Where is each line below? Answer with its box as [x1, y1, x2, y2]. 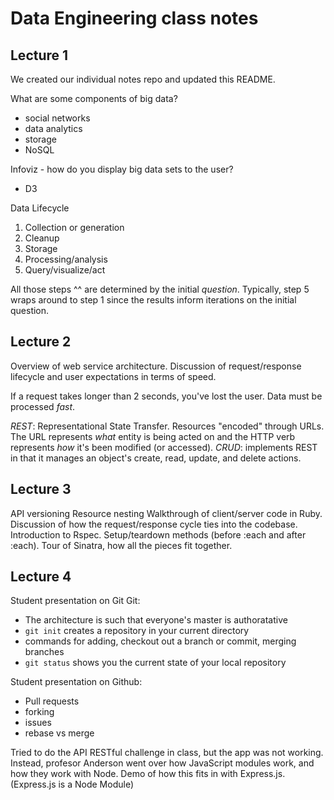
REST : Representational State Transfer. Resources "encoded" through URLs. [10, 420, 325, 432]
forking [24, 706, 55, 718]
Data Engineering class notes [10, 7, 259, 30]
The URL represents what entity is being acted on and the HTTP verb [10, 430, 296, 442]
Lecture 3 [10, 481, 72, 498]
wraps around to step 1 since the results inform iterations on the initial [10, 294, 297, 306]
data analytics [24, 123, 83, 134]
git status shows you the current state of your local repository [24, 657, 287, 669]
